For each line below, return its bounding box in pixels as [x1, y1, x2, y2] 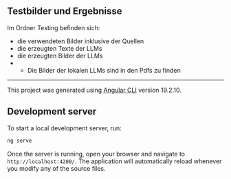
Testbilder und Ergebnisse [7, 5, 122, 17]
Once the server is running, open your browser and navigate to [7, 150, 186, 158]
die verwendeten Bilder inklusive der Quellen [16, 37, 144, 45]
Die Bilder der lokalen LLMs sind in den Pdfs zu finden [27, 66, 181, 74]
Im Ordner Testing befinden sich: [7, 23, 100, 32]
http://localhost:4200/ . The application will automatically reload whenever [7, 157, 222, 165]
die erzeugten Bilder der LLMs [16, 51, 103, 60]
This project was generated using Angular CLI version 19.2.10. [7, 86, 182, 94]
